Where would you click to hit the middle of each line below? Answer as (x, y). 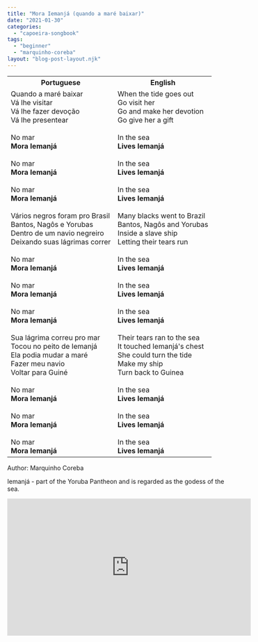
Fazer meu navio (38, 363)
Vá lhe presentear (40, 120)
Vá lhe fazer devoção (45, 111)
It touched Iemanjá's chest (161, 346)
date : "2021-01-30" (35, 20)
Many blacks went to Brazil (161, 215)
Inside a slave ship (147, 233)
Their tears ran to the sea (159, 337)
